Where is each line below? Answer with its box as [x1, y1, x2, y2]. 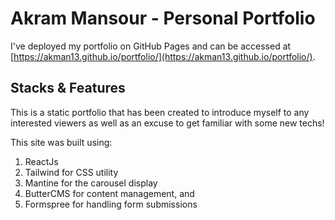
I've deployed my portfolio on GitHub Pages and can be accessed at [10, 40, 292, 52]
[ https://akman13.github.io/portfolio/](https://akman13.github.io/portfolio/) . [10, 50, 316, 62]
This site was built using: [10, 136, 113, 148]
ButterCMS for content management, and [24, 187, 195, 199]
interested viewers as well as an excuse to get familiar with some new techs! [10, 117, 325, 129]
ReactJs [24, 155, 59, 167]
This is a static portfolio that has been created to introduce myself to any [10, 106, 310, 118]
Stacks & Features [10, 80, 126, 97]
